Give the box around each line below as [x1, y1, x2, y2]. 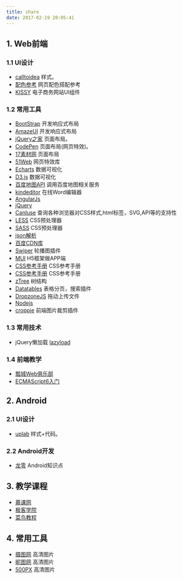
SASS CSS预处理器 [15, 224, 63, 232]
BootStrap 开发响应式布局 [15, 120, 79, 128]
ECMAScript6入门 [15, 378, 60, 385]
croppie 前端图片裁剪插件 [15, 307, 79, 314]
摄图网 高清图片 [15, 550, 55, 558]
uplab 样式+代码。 [15, 430, 61, 437]
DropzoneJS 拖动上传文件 [15, 293, 80, 300]
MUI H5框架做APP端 [15, 255, 66, 262]
